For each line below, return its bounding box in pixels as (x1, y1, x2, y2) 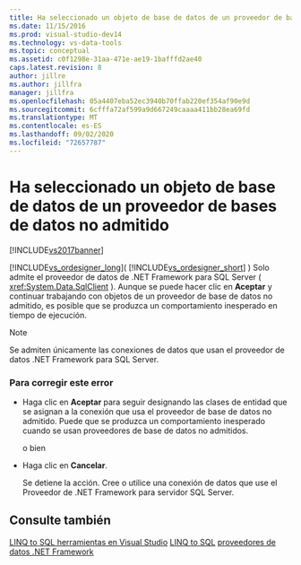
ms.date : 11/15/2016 (9, 22, 87, 30)
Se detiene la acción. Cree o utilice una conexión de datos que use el (21, 477, 278, 488)
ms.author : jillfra (9, 80, 82, 89)
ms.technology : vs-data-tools (9, 38, 123, 48)
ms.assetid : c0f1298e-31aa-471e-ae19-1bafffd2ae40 (9, 55, 202, 64)
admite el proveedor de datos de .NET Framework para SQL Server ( (9, 271, 262, 282)
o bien (21, 442, 47, 453)
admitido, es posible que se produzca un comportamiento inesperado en (9, 300, 278, 310)
